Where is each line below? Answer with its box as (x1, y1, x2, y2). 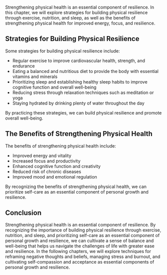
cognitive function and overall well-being (12, 84, 97, 90)
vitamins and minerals (12, 73, 58, 79)
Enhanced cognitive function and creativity (12, 163, 101, 169)
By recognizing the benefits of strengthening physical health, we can (5, 183, 147, 189)
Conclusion (5, 208, 42, 217)
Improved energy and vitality (12, 152, 71, 158)
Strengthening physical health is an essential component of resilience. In (5, 4, 155, 10)
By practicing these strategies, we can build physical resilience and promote (5, 109, 162, 115)
